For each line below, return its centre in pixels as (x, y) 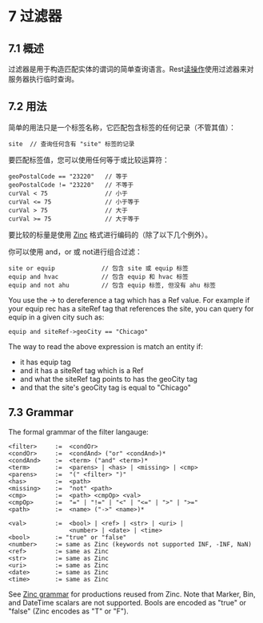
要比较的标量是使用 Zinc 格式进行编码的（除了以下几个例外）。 (110, 234)
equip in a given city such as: (56, 317)
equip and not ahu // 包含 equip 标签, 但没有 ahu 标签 (112, 285)
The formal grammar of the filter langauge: (79, 431)
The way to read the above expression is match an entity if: (106, 346)
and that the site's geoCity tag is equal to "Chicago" (106, 387)
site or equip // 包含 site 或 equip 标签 (99, 268)
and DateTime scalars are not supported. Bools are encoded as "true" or (127, 602)
